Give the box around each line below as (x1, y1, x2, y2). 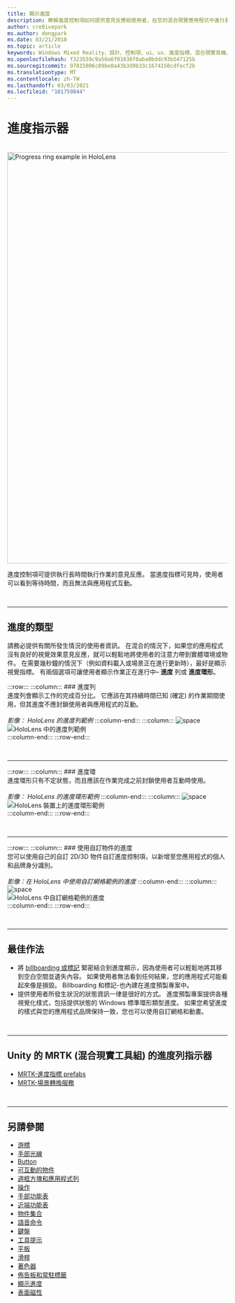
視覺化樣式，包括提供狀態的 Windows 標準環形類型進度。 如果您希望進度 (17, 998, 227, 1007)
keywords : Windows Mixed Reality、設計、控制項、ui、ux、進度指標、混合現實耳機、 (7, 50, 232, 57)
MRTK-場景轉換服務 (17, 1078, 75, 1087)
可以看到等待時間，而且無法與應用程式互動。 (7, 579, 136, 587)
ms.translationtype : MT (7, 69, 77, 76)
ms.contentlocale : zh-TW (7, 75, 80, 83)
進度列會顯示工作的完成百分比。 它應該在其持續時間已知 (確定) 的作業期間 (7, 691, 220, 699)
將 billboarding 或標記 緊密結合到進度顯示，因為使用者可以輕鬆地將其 (17, 963, 217, 972)
